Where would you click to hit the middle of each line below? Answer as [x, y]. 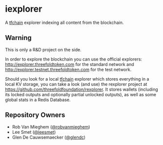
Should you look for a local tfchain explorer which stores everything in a [77, 79]
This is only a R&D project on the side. [43, 49]
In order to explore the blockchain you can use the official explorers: [74, 59]
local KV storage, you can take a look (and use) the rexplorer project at [76, 84]
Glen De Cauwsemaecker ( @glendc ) [49, 137]
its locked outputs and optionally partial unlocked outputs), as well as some [81, 94]
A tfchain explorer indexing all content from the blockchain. [64, 22]
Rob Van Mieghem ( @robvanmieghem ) [51, 127]
